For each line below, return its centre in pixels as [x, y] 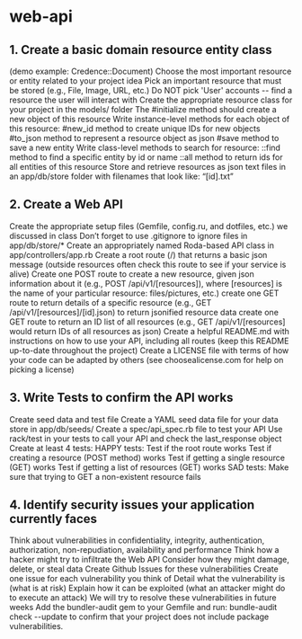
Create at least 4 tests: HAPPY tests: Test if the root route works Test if [141, 448]
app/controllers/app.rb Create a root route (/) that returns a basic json [138, 254]
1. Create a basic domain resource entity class [141, 50]
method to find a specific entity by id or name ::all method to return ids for [146, 157]
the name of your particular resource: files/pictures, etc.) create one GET [144, 293]
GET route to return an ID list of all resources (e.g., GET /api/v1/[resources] [147, 322]
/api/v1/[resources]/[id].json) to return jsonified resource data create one [144, 312]
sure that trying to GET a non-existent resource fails [106, 476]
